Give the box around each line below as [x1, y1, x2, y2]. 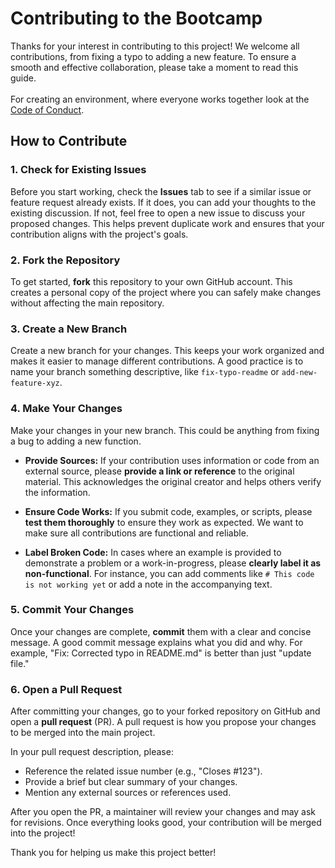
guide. [10, 72, 37, 84]
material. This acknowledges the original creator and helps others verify [24, 475, 322, 487]
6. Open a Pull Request [10, 682, 123, 696]
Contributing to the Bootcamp [10, 7, 263, 30]
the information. [24, 486, 91, 498]
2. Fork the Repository [10, 253, 121, 267]
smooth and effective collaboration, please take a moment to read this [10, 61, 299, 73]
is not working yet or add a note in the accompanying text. [24, 578, 273, 590]
